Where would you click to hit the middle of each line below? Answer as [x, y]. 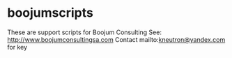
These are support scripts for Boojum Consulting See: [85, 32]
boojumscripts [51, 13]
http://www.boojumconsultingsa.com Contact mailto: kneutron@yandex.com [116, 39]
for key [17, 47]
